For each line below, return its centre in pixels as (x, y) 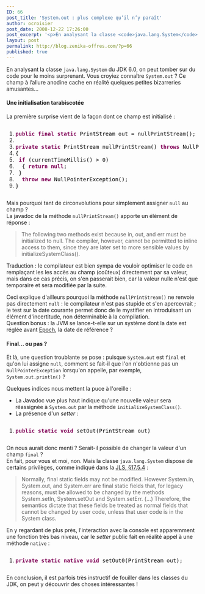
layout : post (23, 40)
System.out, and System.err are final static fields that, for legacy (102, 486)
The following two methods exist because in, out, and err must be (104, 234)
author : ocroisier (30, 23)
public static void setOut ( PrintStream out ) (83, 431)
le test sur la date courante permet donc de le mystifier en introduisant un (99, 310)
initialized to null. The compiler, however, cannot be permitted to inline (109, 241)
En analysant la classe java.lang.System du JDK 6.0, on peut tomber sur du (101, 69)
